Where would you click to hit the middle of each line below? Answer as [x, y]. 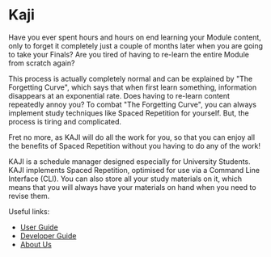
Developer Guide [48, 235]
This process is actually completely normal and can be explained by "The [131, 78]
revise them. [29, 196]
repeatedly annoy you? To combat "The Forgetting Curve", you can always [133, 104]
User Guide [39, 227]
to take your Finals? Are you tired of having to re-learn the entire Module [129, 54]
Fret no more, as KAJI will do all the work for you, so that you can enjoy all [132, 137]
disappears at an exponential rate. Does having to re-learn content [119, 95]
